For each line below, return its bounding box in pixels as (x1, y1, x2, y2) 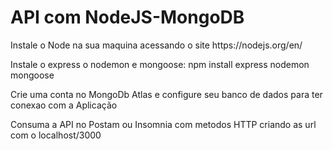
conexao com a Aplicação (10, 99, 118, 111)
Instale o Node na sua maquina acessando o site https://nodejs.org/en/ (10, 39, 303, 51)
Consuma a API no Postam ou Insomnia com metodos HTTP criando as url (10, 118, 317, 130)
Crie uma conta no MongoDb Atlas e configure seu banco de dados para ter (10, 88, 323, 100)
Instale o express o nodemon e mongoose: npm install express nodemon (10, 58, 310, 70)
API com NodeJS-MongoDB (10, 6, 245, 29)
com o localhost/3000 (10, 129, 102, 141)
